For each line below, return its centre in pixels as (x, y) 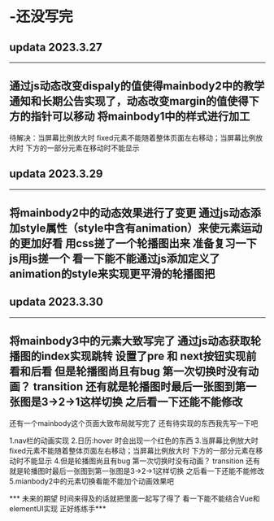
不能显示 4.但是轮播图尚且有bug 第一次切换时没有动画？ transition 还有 (142, 461)
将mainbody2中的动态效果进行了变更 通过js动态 (130, 213)
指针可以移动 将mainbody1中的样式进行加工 (140, 117)
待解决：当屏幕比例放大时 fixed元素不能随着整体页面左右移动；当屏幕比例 (133, 137)
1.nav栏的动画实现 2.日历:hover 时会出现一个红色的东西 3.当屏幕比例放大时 (134, 441)
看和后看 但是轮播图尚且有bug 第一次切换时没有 (129, 372)
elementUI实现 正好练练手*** (58, 508)
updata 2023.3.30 (57, 302)
